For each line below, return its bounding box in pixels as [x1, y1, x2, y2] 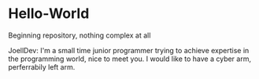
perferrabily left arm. [8, 62, 76, 71]
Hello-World [8, 5, 90, 23]
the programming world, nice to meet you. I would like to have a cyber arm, [8, 54, 252, 63]
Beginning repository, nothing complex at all [8, 31, 151, 40]
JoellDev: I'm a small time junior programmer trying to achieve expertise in [8, 45, 250, 55]
